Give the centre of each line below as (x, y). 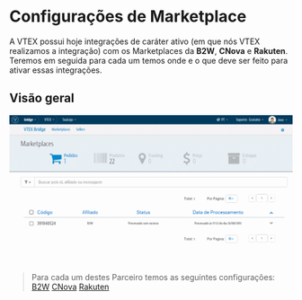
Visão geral (42, 98)
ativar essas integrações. (56, 70)
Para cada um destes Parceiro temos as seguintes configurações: (153, 278)
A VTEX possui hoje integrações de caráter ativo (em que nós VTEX (135, 41)
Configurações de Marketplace (128, 17)
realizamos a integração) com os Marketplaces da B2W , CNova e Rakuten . (149, 50)
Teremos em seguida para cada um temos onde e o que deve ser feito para (149, 60)
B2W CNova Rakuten (70, 287)
